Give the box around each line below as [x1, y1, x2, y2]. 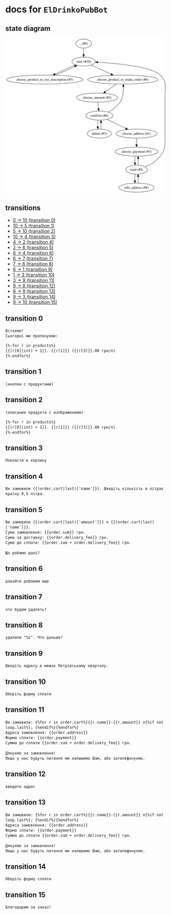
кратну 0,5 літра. [5, 491, 45, 497]
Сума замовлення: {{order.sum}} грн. [5, 530, 86, 535]
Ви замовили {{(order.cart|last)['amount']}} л [5, 519, 109, 525]
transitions [5, 203, 41, 212]
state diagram [5, 24, 51, 33]
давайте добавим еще [5, 579, 50, 584]
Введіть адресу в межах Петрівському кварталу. [5, 663, 109, 669]
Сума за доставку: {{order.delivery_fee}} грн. [5, 535, 109, 541]
